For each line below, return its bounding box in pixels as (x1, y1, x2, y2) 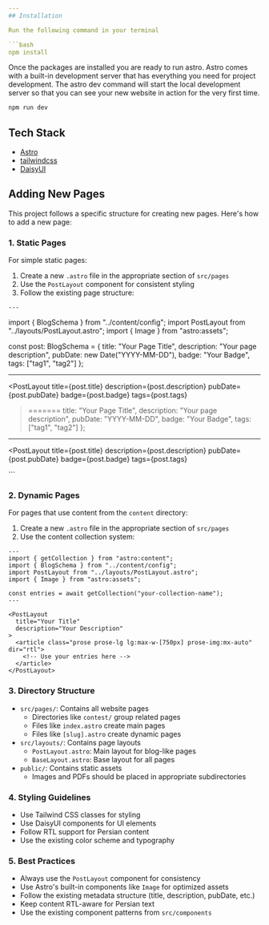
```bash (8, 41, 34, 49)
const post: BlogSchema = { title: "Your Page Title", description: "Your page (8, 341, 257, 351)
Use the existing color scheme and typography (19, 835, 175, 846)
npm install (8, 48, 48, 56)
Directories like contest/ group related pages (31, 712, 181, 721)
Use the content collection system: (19, 532, 135, 542)
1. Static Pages (8, 237, 66, 248)
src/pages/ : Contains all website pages (19, 703, 150, 713)
